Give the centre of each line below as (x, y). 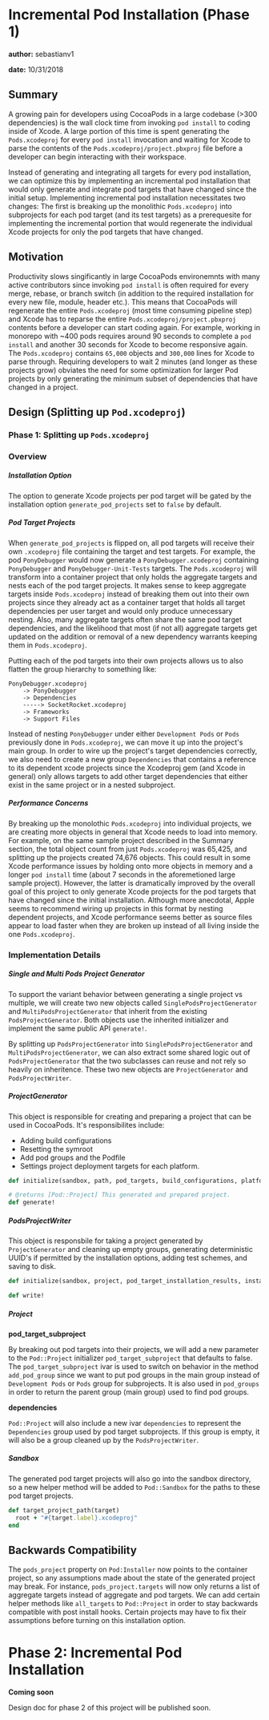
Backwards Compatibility (73, 1550)
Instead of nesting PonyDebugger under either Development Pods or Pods (124, 733)
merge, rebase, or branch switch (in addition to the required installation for (131, 293)
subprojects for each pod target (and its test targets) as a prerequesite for (130, 215)
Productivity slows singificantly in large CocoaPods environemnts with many (134, 276)
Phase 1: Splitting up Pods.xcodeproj (79, 434)
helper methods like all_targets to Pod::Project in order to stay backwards (133, 1604)
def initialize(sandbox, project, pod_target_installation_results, (125, 1281)
